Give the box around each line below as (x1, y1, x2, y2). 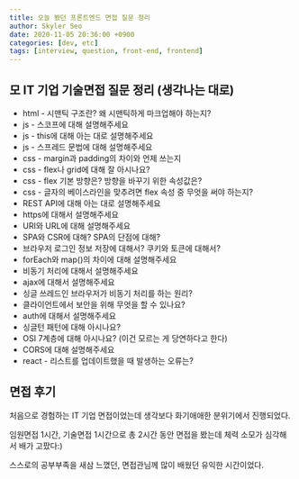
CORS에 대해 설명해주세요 (22, 344, 115, 355)
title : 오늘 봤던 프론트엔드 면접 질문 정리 (9, 13, 151, 23)
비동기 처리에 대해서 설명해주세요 (22, 265, 139, 276)
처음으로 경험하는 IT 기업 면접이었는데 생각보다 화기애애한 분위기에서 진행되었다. (9, 410, 291, 420)
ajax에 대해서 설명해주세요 (22, 276, 115, 287)
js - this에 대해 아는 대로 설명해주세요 (22, 130, 154, 140)
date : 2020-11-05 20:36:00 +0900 (9, 30, 135, 39)
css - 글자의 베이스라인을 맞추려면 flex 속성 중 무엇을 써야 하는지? (22, 186, 254, 197)
